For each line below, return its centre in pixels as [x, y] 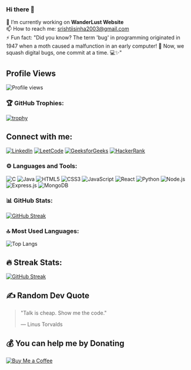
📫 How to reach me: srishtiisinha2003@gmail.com [68, 29]
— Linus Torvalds [41, 324]
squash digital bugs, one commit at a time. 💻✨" [64, 53]
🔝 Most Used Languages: [43, 231]
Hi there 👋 [21, 9]
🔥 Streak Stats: [34, 262]
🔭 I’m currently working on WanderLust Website [65, 22]
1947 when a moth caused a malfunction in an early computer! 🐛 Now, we [95, 46]
